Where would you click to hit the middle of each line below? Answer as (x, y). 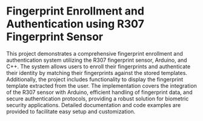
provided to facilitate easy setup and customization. (71, 111)
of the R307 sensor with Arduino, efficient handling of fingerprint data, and (99, 92)
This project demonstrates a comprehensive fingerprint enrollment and (95, 53)
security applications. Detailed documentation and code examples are (94, 105)
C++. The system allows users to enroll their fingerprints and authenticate (98, 66)
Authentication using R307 (75, 24)
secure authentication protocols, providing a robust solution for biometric (98, 99)
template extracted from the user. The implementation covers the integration (101, 85)
